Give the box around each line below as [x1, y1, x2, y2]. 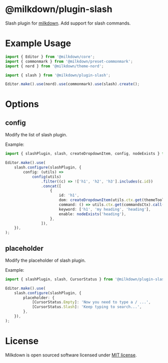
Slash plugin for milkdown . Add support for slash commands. [5, 20, 131, 26]
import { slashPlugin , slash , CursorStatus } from [5, 277, 113, 282]
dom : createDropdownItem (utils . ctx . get [58, 198, 142, 203]
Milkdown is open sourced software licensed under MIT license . [5, 352, 137, 358]
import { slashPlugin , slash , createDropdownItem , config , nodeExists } [5, 151, 160, 156]
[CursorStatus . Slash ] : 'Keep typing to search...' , [31, 304, 142, 309]
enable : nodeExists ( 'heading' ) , [58, 212, 126, 217]
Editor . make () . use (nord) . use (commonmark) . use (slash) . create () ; [5, 82, 140, 87]
